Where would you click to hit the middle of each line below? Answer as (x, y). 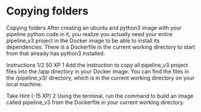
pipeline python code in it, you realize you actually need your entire (89, 34)
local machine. (24, 84)
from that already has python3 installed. (56, 53)
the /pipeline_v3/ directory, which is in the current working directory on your (100, 78)
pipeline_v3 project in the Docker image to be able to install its (83, 40)
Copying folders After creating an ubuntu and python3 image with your (94, 28)
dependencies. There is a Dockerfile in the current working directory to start (101, 47)
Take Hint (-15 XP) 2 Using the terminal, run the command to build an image (100, 96)
